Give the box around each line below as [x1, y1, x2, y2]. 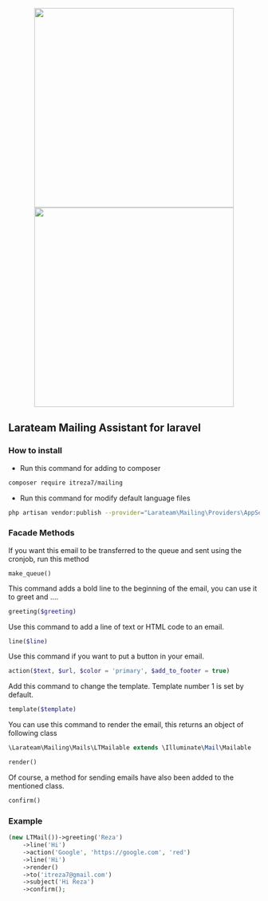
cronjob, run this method [8, 554, 89, 563]
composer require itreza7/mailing [8, 479, 124, 487]
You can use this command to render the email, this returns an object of [8, 720, 244, 729]
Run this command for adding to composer [19, 463, 161, 472]
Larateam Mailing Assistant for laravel [8, 421, 202, 435]
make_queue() [8, 569, 52, 578]
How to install [8, 445, 62, 456]
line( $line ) [8, 637, 48, 646]
